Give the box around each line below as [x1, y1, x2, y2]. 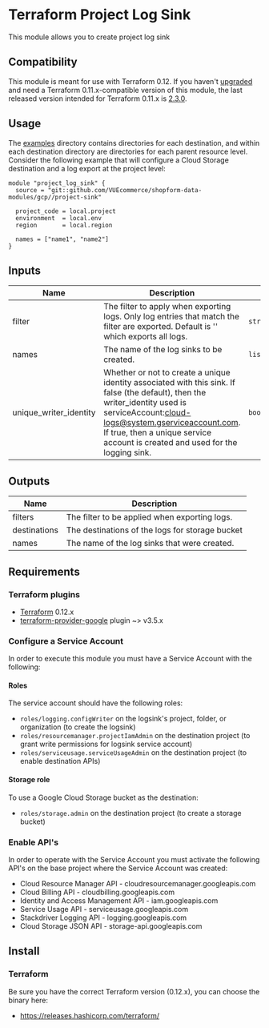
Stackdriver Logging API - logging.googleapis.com [19, 913, 187, 922]
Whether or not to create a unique [103, 367, 231, 378]
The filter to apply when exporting [103, 301, 231, 312]
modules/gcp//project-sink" [8, 193, 102, 201]
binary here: [8, 995, 49, 1005]
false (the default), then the [103, 387, 207, 398]
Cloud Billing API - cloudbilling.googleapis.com [19, 887, 175, 897]
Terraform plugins [8, 588, 80, 600]
